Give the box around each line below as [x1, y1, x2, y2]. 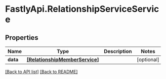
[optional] [136, 56, 160, 63]
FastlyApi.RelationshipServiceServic [5, 3, 160, 15]
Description [103, 48, 132, 54]
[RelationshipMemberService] [26, 56, 99, 63]
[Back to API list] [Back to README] [5, 69, 78, 75]
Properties [5, 33, 39, 42]
